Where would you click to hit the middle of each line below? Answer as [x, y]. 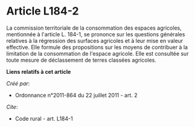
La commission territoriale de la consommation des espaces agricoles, [94, 28]
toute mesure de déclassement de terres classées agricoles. [82, 60]
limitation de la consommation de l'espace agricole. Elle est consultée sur [97, 53]
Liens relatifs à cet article [39, 71]
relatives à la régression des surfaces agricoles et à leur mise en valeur [95, 41]
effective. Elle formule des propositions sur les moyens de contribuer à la [97, 47]
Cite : [12, 106]
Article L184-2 [43, 11]
